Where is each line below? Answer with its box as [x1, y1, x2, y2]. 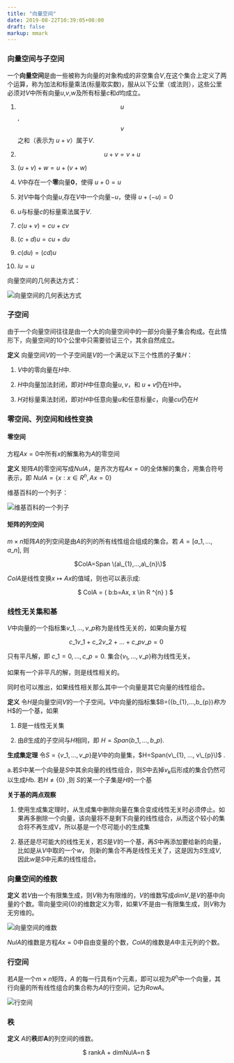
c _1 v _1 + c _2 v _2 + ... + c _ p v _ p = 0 [68, 638, 164, 646]
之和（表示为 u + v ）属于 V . [17, 136, 95, 144]
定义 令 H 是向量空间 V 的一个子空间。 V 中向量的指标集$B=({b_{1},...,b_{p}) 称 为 [7, 697, 226, 706]
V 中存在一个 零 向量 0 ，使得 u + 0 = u [17, 178, 122, 186]
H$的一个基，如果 [7, 706, 59, 715]
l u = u [17, 262, 35, 270]
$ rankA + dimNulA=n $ [82, 1048, 150, 1057]
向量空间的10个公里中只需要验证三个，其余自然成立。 [25, 336, 179, 344]
